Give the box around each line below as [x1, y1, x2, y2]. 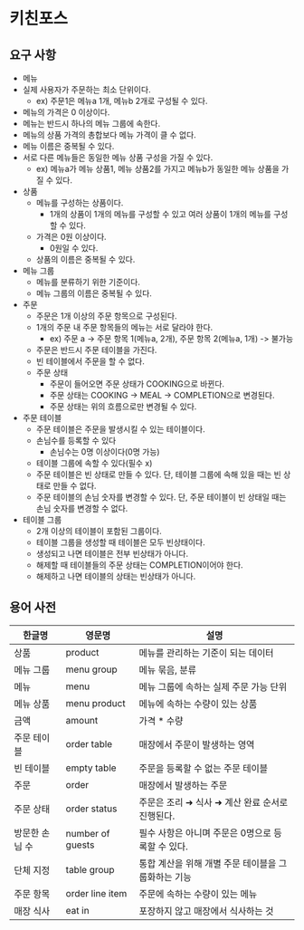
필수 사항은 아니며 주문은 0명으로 [138, 826, 271, 839]
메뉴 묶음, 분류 [138, 663, 197, 676]
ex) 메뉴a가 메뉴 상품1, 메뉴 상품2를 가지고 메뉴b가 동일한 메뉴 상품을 [35, 164, 280, 174]
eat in [65, 904, 90, 916]
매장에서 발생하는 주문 [138, 779, 228, 791]
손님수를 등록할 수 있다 [35, 436, 117, 446]
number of [65, 827, 110, 839]
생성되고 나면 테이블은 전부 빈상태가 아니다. [35, 549, 189, 559]
